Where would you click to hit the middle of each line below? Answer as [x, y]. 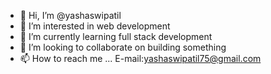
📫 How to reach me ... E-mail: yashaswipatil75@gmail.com [140, 58]
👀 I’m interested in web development [95, 26]
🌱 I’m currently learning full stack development [116, 36]
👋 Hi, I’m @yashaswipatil [70, 15]
